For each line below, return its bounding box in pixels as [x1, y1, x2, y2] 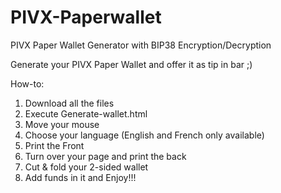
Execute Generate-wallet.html [24, 107, 148, 120]
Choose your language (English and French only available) [24, 129, 265, 141]
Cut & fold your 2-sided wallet [24, 161, 149, 173]
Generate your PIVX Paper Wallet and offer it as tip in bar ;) [10, 58, 253, 70]
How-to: [10, 77, 45, 90]
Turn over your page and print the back [24, 150, 187, 162]
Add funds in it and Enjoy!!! [24, 171, 137, 183]
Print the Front [24, 139, 85, 151]
